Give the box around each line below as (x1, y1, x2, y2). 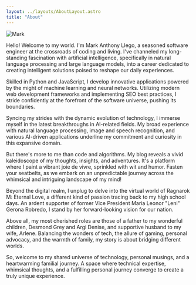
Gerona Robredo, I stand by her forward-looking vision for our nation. (6, 206, 174, 213)
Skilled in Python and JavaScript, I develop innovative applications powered (6, 78, 189, 85)
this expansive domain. (6, 139, 62, 146)
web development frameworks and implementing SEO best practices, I (6, 90, 177, 98)
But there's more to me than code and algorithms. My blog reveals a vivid (6, 150, 184, 157)
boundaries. (6, 103, 35, 110)
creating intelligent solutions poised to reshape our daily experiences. (6, 66, 174, 73)
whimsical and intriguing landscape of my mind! (6, 176, 122, 183)
